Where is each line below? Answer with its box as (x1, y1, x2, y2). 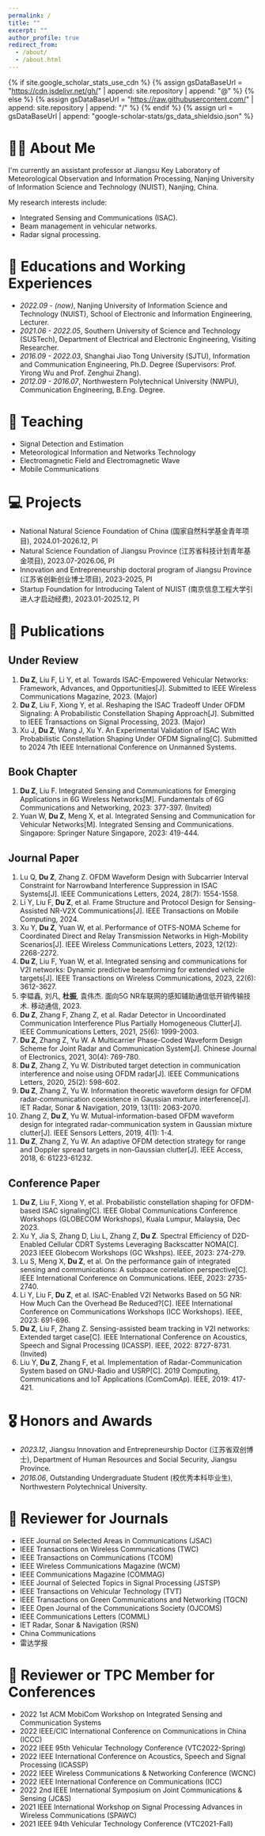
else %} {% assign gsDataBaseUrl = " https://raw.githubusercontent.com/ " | (8, 94, 254, 104)
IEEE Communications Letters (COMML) (19, 1612, 150, 1621)
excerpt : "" (8, 26, 47, 34)
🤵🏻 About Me (8, 140, 97, 157)
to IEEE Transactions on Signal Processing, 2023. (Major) (19, 717, 206, 726)
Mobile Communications (19, 464, 100, 473)
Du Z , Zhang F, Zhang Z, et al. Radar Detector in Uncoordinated (19, 1010, 226, 1020)
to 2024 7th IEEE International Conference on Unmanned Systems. (19, 742, 237, 752)
